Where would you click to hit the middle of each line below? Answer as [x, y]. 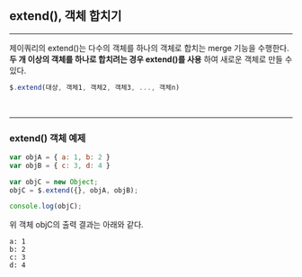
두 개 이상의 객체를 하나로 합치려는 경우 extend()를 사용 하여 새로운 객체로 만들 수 [151, 59]
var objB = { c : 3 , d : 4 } [60, 165]
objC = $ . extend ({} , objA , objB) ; [74, 190]
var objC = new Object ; [54, 182]
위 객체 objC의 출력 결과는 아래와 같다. [76, 225]
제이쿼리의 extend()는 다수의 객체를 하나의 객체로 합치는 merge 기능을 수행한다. [149, 48]
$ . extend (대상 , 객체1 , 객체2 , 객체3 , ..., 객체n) [94, 87]
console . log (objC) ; [46, 206]
